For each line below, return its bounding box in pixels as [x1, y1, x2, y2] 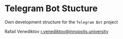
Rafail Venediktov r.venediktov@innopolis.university [4, 28, 109, 34]
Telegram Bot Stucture [4, 3, 98, 14]
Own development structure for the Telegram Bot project [4, 19, 118, 25]
